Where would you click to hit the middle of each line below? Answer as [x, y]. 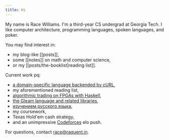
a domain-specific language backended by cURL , [64, 85]
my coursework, [29, 111]
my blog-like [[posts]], [36, 54]
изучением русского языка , [42, 106]
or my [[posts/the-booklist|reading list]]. [54, 65]
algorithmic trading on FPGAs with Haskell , [57, 95]
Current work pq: [23, 75]
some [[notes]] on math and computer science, [62, 60]
